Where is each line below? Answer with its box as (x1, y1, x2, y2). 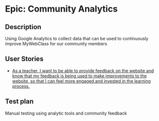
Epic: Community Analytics (5, 3, 118, 15)
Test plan (5, 97, 34, 105)
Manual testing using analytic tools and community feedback (5, 110, 127, 116)
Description (5, 23, 41, 31)
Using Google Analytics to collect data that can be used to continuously (5, 35, 149, 41)
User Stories (5, 55, 44, 63)
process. (12, 83, 30, 89)
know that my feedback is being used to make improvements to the (12, 73, 147, 79)
